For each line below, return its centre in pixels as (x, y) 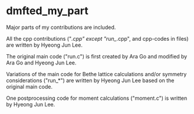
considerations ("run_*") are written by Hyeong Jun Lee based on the (90, 80)
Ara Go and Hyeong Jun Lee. (41, 63)
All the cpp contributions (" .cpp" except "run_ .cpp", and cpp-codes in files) (97, 38)
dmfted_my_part (47, 11)
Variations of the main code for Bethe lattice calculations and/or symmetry (96, 74)
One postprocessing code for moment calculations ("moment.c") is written (97, 98)
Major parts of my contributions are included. (61, 27)
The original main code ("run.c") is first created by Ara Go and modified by (97, 56)
